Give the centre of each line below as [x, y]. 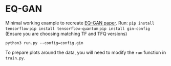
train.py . [15, 58]
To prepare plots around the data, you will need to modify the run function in [86, 52]
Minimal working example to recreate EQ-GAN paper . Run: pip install [80, 23]
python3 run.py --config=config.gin [44, 43]
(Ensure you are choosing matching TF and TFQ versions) [66, 34]
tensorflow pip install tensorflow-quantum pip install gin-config [78, 28]
